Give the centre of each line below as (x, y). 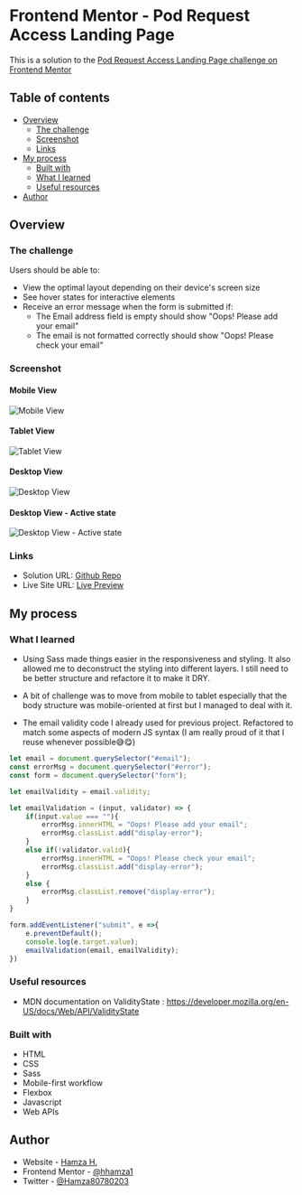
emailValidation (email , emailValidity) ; (102, 950)
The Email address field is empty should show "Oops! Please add (157, 316)
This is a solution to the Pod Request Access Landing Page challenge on (143, 60)
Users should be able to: (55, 270)
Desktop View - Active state (63, 512)
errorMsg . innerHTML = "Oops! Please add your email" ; (145, 825)
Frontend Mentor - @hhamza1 (78, 1172)
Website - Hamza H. (59, 1162)
